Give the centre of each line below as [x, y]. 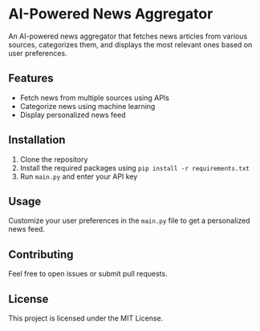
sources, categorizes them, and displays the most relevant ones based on [130, 44]
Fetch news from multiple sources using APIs [95, 98]
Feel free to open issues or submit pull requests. [88, 274]
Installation [37, 140]
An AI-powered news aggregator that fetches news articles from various [128, 36]
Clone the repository [54, 159]
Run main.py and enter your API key [79, 176]
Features [31, 78]
